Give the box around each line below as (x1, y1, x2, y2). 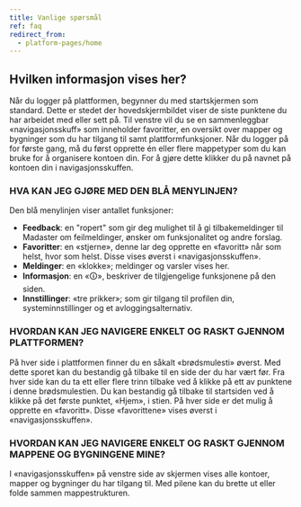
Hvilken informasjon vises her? (9, 71, 187, 86)
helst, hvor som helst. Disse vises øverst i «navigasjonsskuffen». (22, 251, 261, 262)
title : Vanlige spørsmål (9, 13, 102, 22)
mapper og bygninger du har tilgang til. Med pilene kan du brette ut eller (9, 477, 276, 488)
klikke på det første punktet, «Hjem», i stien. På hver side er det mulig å (9, 395, 273, 405)
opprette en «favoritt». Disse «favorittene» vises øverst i (9, 405, 217, 415)
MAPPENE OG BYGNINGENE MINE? (9, 448, 166, 460)
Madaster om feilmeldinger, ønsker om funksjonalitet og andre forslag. (22, 232, 283, 243)
